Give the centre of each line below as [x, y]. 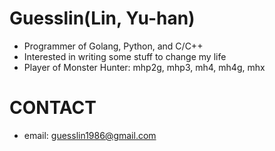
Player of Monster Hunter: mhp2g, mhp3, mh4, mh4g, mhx [144, 67]
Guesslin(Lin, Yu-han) [102, 18]
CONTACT [53, 108]
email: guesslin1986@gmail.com [90, 135]
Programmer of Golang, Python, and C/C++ [113, 46]
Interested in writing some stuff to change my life [125, 56]
